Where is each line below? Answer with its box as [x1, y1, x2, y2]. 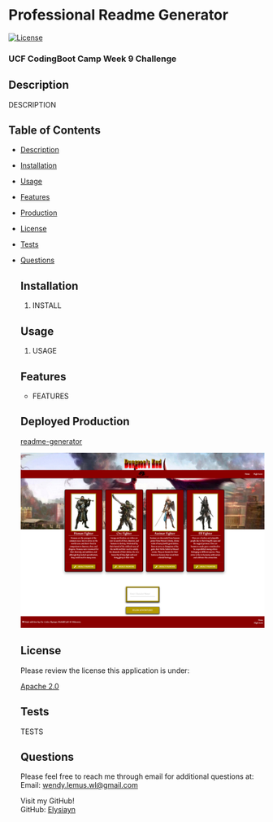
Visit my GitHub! [19, 796, 75, 806]
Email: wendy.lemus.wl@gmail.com [19, 780, 138, 790]
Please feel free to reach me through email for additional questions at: [19, 771, 254, 781]
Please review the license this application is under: [19, 666, 190, 675]
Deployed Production [19, 415, 130, 429]
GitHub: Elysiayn [19, 805, 76, 815]
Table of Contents [8, 124, 102, 138]
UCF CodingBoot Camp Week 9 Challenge [8, 53, 177, 64]
